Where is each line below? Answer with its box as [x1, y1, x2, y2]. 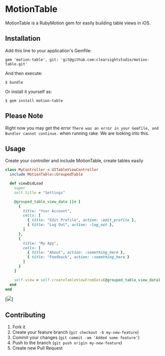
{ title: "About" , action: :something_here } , [27, 250, 125, 255]
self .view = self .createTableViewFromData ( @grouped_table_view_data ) [14, 277, 161, 282]
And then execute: [5, 70, 43, 76]
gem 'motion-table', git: [5, 57, 58, 62]
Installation [5, 34, 41, 43]
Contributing [5, 311, 46, 319]
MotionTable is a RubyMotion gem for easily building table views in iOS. [5, 20, 151, 26]
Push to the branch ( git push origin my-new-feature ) [12, 340, 122, 346]
